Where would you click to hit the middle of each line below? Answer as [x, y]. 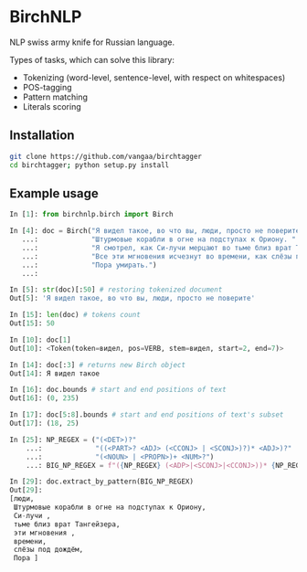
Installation [42, 136]
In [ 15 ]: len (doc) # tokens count [75, 315]
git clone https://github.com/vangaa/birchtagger [106, 156]
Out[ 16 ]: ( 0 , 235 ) [44, 398]
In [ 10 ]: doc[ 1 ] [40, 340]
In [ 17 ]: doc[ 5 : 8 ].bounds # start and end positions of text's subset [147, 415]
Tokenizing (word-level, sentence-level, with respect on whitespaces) [154, 77]
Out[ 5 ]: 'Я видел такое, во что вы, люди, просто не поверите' [132, 299]
